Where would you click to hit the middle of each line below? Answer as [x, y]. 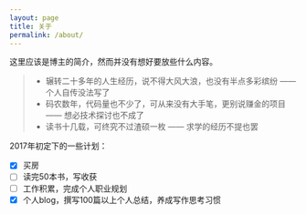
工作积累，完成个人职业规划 [75, 189]
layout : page [34, 18]
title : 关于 [31, 26]
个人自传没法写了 [78, 93]
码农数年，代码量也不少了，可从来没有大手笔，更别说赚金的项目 [165, 104]
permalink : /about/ [47, 35]
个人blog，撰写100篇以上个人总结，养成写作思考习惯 [122, 199]
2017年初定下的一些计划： [58, 146]
